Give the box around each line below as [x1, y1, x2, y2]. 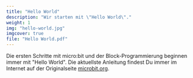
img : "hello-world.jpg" [6, 25, 66, 31]
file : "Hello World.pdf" [6, 36, 68, 42]
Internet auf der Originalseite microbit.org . [6, 65, 110, 71]
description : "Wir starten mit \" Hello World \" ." [6, 14, 132, 20]
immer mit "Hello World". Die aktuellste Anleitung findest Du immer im [6, 58, 178, 66]
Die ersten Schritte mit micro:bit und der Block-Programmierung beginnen [6, 53, 188, 59]
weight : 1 [6, 19, 31, 25]
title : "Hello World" [6, 8, 60, 15]
